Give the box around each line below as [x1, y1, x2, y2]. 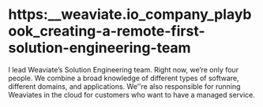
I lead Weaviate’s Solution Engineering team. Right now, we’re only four [8, 65, 239, 74]
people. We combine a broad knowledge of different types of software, [8, 73, 239, 83]
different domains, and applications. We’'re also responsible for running [8, 81, 241, 91]
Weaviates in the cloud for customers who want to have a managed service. [8, 90, 255, 99]
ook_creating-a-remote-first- [8, 22, 205, 40]
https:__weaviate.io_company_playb [8, 6, 252, 24]
